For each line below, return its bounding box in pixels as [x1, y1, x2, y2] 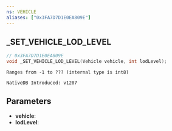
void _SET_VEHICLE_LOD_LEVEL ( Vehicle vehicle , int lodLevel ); [6, 59, 167, 65]
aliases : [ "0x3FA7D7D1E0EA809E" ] [6, 14, 91, 21]
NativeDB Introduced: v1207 [6, 80, 78, 86]
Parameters [6, 96, 52, 106]
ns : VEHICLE [6, 8, 36, 15]
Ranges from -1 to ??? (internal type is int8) [6, 69, 129, 75]
